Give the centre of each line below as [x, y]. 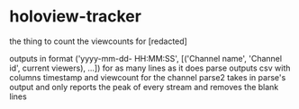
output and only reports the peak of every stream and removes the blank [144, 87]
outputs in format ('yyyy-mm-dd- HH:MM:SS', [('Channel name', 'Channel [145, 58]
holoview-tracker [76, 17]
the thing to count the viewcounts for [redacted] [98, 41]
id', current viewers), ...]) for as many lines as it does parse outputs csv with [150, 68]
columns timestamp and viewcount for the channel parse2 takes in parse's [148, 77]
